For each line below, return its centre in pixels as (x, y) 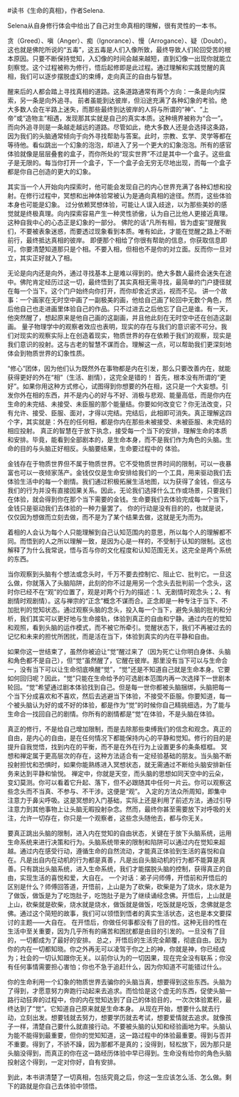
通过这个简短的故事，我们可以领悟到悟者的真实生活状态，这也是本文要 (122, 913)
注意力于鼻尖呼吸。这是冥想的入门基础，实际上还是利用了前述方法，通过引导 (119, 800)
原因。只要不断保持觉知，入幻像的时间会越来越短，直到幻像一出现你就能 (119, 58)
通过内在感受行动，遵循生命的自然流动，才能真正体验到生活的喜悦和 (119, 851)
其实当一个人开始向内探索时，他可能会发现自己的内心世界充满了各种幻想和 (116, 187)
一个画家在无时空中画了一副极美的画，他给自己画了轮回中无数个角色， (122, 300)
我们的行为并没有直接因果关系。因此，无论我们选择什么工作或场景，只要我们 (119, 490)
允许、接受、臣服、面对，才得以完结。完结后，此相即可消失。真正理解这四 (122, 413)
